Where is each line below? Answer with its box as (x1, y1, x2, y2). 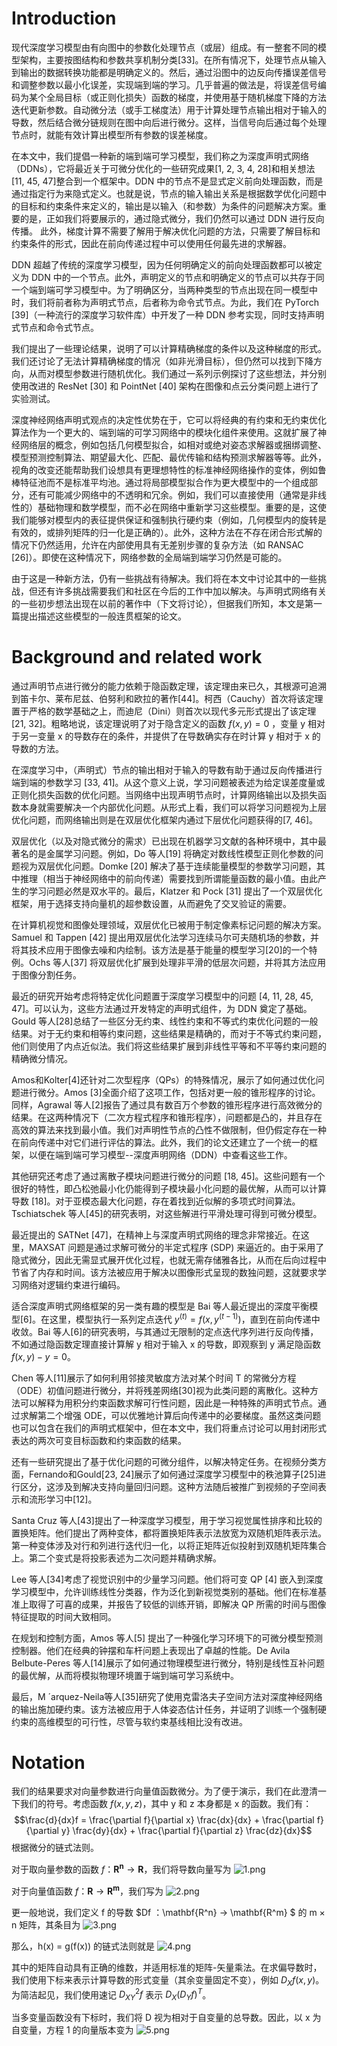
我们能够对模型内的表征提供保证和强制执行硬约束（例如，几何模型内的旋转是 (11, 513, 327, 526)
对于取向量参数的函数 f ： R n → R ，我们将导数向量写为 (11, 1862, 232, 1876)
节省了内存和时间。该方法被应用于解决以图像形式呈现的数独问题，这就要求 (11, 1266, 318, 1278)
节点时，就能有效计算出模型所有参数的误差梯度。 (11, 128, 213, 141)
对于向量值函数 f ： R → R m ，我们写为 (11, 1883, 164, 1897)
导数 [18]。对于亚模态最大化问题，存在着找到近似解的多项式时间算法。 (11, 1195, 301, 1207)
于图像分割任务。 (11, 968, 82, 981)
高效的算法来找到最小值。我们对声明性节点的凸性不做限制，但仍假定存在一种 (11, 1123, 327, 1136)
